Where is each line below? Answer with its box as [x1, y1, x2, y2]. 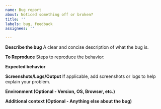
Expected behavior [5, 64, 46, 70]
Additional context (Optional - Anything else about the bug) [5, 98, 132, 104]
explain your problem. [5, 79, 50, 85]
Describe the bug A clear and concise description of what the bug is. [5, 44, 149, 50]
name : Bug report [5, 7, 42, 13]
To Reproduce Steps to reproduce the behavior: [5, 54, 105, 60]
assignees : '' [5, 26, 35, 31]
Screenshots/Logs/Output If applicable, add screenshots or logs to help [5, 73, 156, 79]
